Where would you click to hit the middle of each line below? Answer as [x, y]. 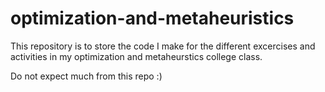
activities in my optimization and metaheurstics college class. [136, 56]
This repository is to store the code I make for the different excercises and [163, 46]
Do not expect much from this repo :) [86, 76]
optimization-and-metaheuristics [152, 18]
